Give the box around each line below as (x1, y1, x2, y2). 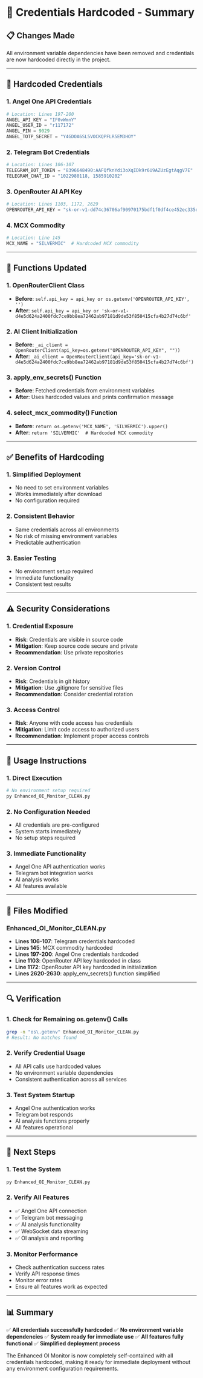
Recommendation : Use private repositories (14, 648, 124, 656)
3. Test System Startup (6, 1091, 76, 1099)
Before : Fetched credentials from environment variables (14, 387, 155, 394)
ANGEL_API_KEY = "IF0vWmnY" (6, 116, 77, 123)
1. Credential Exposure (6, 622, 74, 630)
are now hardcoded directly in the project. (6, 56, 111, 63)
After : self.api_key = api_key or (14, 306, 100, 314)
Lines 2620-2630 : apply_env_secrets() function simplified (14, 970, 160, 977)
